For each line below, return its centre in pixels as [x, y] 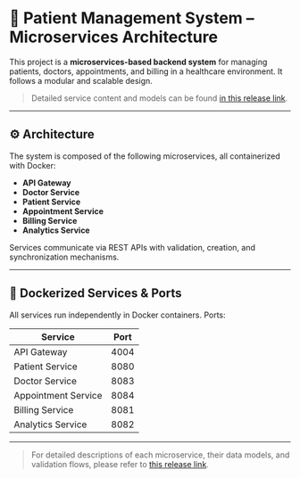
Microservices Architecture [114, 37]
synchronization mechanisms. [64, 257]
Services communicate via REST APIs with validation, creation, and [133, 247]
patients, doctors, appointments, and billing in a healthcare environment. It [146, 71]
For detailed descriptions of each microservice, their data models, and [160, 455]
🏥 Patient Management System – [132, 18]
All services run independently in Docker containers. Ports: [117, 315]
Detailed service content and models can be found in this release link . [159, 98]
